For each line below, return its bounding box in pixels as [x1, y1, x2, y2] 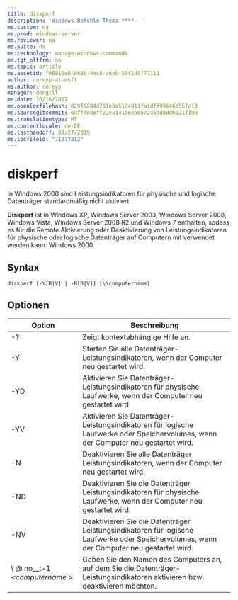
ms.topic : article [7, 63, 62, 70]
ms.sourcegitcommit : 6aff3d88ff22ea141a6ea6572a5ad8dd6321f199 [7, 109, 198, 116]
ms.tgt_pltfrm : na [7, 57, 62, 64]
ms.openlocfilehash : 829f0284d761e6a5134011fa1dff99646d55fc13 [7, 103, 198, 110]
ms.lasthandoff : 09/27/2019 [7, 129, 91, 136]
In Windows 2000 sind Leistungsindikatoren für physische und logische [7, 189, 217, 198]
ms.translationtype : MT [7, 115, 78, 123]
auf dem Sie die [82, 563, 135, 573]
